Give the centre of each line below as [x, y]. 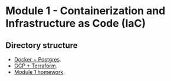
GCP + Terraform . [36, 66]
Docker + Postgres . [37, 59]
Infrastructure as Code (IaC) [76, 23]
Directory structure [42, 45]
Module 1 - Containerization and [85, 11]
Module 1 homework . [40, 72]
